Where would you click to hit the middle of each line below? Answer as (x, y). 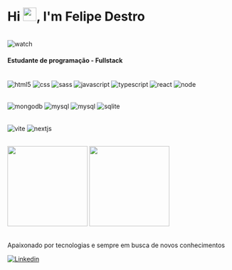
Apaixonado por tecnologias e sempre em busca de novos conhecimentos (116, 245)
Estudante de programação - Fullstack (65, 60)
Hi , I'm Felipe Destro (76, 17)
